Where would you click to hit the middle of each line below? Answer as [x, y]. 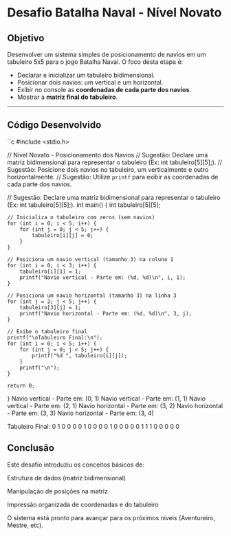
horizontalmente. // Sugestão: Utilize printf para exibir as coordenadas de [113, 177]
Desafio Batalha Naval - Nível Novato [114, 13]
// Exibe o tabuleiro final [47, 331]
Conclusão [31, 448]
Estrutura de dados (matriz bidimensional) [66, 478]
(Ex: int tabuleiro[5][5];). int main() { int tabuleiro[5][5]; [84, 205]
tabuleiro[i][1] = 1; [50, 271]
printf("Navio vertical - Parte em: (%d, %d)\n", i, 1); [103, 277]
